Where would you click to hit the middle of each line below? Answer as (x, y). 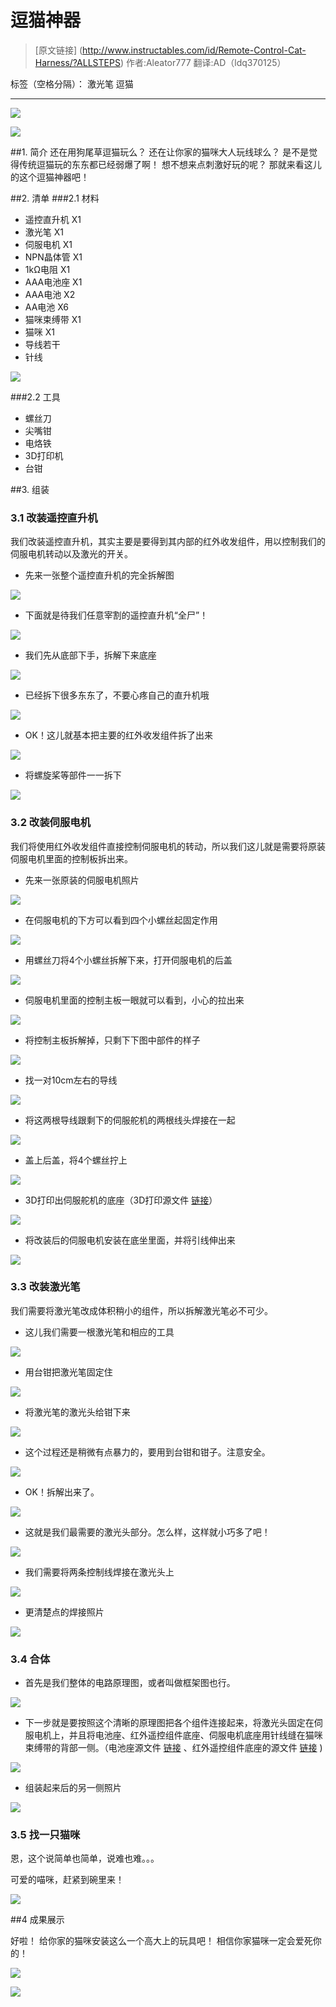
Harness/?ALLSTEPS (77, 62)
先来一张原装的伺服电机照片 (82, 880)
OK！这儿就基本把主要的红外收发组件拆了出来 (118, 735)
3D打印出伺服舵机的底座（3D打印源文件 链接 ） (121, 1200)
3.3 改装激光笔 (45, 1287)
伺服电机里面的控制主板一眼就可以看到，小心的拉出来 (134, 1000)
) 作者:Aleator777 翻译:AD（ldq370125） (203, 62)
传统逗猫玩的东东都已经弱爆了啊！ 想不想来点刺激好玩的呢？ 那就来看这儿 (170, 164)
